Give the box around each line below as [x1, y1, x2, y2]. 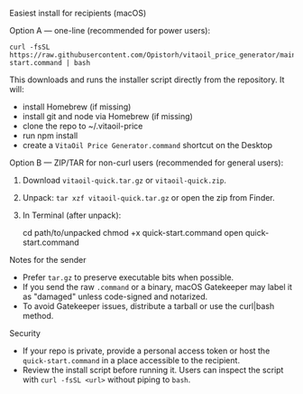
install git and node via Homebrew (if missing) [22, 111, 194, 121]
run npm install [22, 130, 78, 141]
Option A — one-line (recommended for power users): [9, 25, 211, 35]
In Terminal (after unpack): [22, 210, 122, 220]
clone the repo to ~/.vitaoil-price [22, 121, 143, 131]
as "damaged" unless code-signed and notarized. [22, 291, 208, 302]
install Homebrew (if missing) [22, 101, 132, 112]
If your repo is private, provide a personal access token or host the [22, 345, 271, 356]
